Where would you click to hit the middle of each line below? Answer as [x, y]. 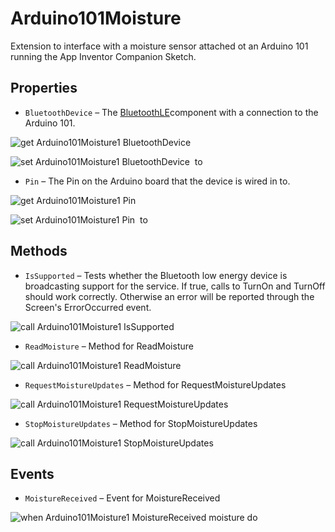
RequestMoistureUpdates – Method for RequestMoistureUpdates [155, 384]
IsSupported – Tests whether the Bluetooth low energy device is [156, 275]
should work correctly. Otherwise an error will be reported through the [169, 296]
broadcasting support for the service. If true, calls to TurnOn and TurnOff [175, 286]
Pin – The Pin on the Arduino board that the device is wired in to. [157, 181]
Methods [39, 251]
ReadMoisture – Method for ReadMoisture [109, 346]
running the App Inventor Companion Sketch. [103, 56]
